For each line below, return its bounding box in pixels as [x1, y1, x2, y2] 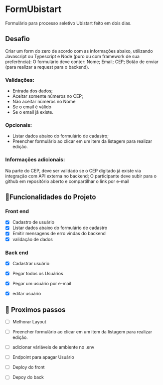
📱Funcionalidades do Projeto [5, 193, 96, 202]
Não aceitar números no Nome [12, 99, 76, 105]
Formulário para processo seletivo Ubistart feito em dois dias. [5, 20, 132, 26]
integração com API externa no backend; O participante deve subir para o [5, 173, 157, 179]
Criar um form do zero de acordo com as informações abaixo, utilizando [5, 48, 153, 54]
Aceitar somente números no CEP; [12, 93, 83, 99]
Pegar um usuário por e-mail [12, 281, 71, 286]
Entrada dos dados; [12, 88, 53, 94]
